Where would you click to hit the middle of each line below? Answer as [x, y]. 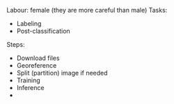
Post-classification [43, 31]
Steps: [16, 44]
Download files [38, 58]
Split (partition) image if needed [62, 73]
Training [29, 80]
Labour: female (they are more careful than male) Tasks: [87, 10]
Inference [30, 88]
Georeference [37, 65]
